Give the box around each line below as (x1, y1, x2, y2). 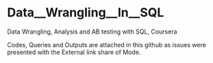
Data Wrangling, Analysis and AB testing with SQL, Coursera (7, 27, 177, 36)
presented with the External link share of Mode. (7, 48, 141, 56)
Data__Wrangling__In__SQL (7, 5, 164, 21)
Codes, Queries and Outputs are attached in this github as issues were (7, 40, 207, 49)
